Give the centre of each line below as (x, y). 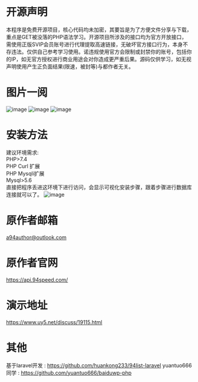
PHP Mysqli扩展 (25, 173)
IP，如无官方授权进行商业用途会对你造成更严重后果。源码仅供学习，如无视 (101, 59)
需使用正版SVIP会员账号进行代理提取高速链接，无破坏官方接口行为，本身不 (97, 44)
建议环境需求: (23, 152)
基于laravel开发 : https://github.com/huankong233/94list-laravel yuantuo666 (99, 365)
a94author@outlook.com (36, 237)
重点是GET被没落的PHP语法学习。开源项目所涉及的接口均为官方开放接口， (97, 37)
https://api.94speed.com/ (37, 280)
